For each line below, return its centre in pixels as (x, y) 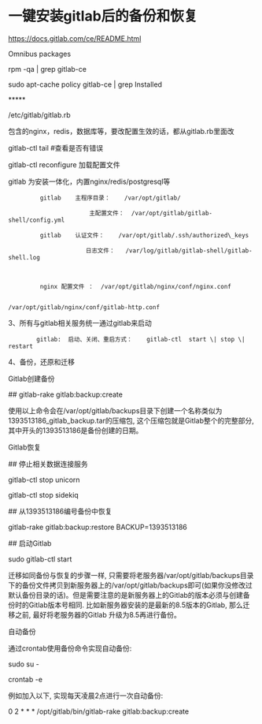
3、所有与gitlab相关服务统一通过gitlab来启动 (80, 323)
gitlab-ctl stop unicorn (44, 480)
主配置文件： (107, 213)
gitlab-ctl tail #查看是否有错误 (56, 147)
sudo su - (24, 664)
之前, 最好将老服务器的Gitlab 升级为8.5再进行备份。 (98, 614)
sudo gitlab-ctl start (40, 559)
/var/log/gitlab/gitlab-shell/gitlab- (189, 250)
